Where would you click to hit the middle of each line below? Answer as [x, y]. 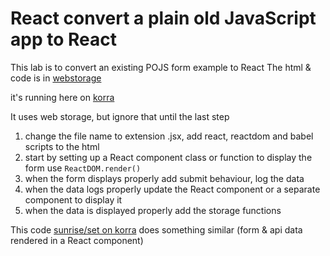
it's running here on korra [62, 97]
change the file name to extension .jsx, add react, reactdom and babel [169, 136]
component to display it [73, 199]
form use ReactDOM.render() [83, 168]
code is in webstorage [56, 78]
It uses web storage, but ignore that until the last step [120, 116]
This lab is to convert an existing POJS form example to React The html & [161, 67]
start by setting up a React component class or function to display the [168, 157]
